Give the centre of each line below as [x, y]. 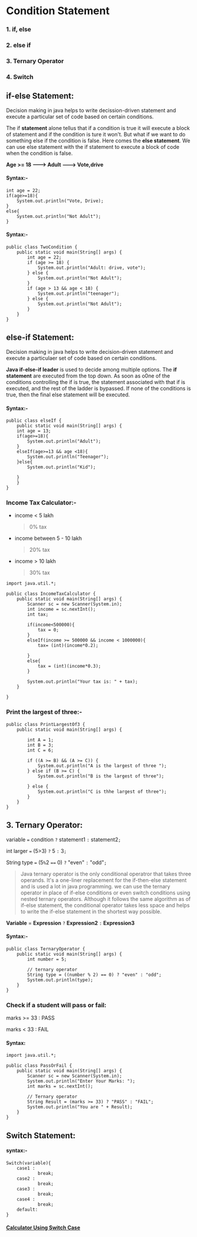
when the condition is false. [39, 153]
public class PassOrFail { [39, 1066]
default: [27, 1209]
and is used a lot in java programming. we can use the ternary [95, 886]
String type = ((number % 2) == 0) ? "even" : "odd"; [94, 975]
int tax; [38, 615]
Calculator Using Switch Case [43, 1228]
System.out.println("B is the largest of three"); [101, 776]
